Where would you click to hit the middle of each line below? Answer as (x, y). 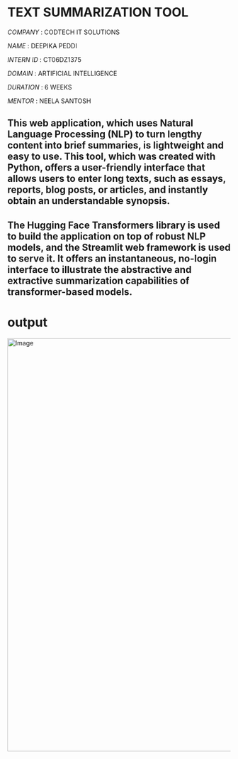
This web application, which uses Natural (100, 123)
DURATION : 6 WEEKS (40, 87)
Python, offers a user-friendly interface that (106, 168)
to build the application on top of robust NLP (107, 236)
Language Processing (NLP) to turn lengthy (105, 135)
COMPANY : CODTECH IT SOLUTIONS (64, 32)
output (28, 322)
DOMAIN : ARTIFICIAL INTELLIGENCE (62, 73)
